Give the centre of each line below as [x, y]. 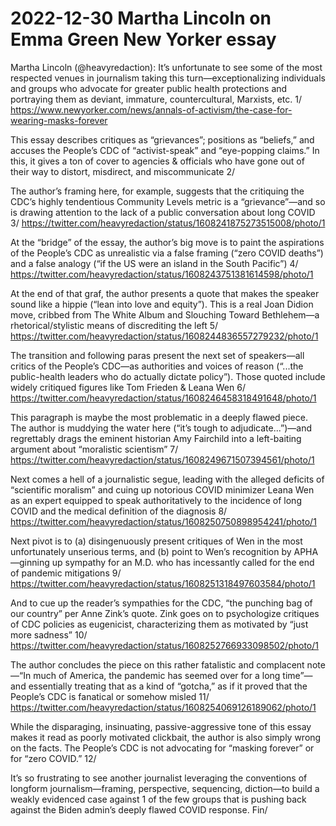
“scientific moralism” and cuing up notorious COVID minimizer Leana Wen [162, 489]
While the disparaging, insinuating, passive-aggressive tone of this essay [161, 726]
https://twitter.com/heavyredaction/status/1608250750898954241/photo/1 [163, 521]
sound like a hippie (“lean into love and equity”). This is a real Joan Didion [162, 304]
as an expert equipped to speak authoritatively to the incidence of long [156, 500]
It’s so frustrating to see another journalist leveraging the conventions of [159, 778]
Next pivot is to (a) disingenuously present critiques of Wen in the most [156, 541]
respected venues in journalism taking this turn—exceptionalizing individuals [168, 78]
